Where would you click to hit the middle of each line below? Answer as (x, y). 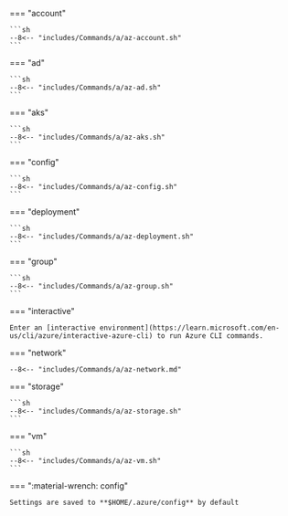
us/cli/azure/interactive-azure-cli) (81, 336)
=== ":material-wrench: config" (69, 486)
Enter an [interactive (53, 328)
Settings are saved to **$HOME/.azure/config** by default (124, 502)
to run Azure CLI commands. (210, 336)
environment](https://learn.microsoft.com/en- (190, 328)
